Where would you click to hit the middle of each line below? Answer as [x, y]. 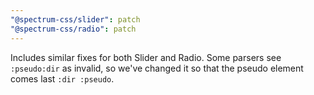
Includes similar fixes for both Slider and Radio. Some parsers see [146, 57]
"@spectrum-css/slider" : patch [75, 19]
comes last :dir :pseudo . [62, 78]
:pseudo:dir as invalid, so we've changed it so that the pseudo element [157, 68]
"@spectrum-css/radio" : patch [73, 29]
